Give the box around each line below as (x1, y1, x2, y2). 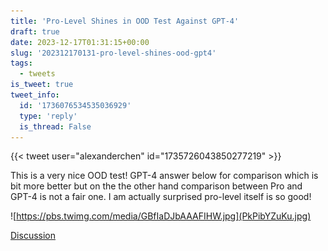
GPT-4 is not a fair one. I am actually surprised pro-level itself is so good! (10, 191, 312, 203)
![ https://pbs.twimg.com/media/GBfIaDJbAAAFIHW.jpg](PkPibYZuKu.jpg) (10, 210, 312, 222)
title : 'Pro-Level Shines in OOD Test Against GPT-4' (10, 16, 240, 26)
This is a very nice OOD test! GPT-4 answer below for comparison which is (10, 170, 319, 182)
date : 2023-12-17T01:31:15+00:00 (10, 37, 150, 47)
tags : (10, 58, 33, 69)
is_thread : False (19, 121, 92, 132)
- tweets (19, 69, 56, 79)
